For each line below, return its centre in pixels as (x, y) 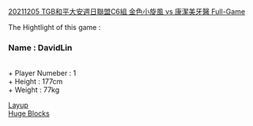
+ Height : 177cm (36, 82)
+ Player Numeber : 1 (42, 73)
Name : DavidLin (40, 47)
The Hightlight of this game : (55, 27)
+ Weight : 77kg (34, 90)
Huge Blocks (29, 113)
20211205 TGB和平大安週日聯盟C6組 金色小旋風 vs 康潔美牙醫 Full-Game (127, 11)
